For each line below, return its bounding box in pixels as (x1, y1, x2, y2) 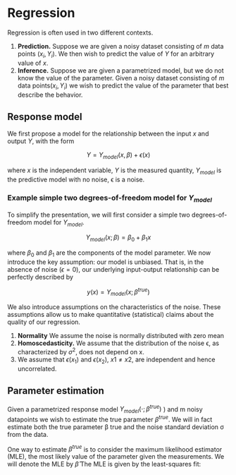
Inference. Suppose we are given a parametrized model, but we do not (17, 66, 224, 75)
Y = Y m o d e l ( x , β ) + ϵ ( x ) (86, 150, 151, 161)
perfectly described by (7, 272, 74, 281)
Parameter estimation (7, 385, 104, 397)
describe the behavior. (17, 90, 83, 99)
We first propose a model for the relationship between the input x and (7, 129, 209, 138)
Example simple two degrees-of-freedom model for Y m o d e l (7, 193, 213, 204)
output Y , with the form (7, 137, 75, 145)
